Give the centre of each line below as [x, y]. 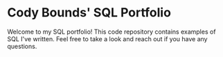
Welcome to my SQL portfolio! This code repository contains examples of [111, 32]
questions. [22, 46]
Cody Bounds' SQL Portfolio [89, 13]
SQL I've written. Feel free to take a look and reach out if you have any [107, 38]
